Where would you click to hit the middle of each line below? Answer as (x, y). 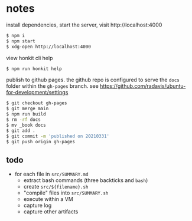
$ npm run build (26, 114)
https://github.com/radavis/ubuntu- (143, 86)
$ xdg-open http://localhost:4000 (49, 47)
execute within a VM (48, 199)
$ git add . (21, 131)
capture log (38, 206)
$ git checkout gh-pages (37, 103)
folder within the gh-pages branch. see (52, 86)
